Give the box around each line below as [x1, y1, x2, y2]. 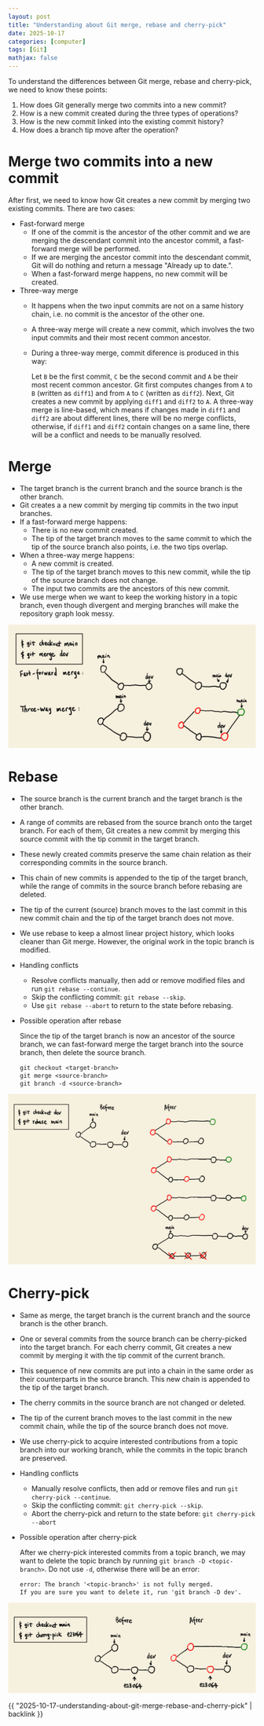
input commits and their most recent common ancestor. [31, 332, 211, 342]
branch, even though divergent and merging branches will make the [19, 600, 240, 610]
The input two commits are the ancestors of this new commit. [31, 584, 230, 593]
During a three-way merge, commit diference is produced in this [31, 348, 240, 357]
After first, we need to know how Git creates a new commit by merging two [8, 195, 251, 204]
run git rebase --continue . [31, 984, 120, 993]
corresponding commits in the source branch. [19, 857, 168, 867]
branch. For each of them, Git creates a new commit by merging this [19, 826, 241, 835]
